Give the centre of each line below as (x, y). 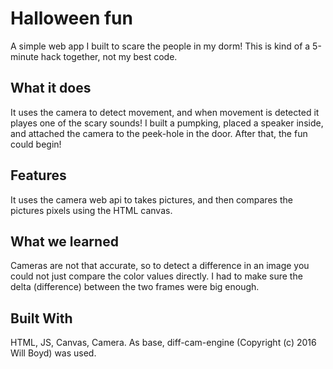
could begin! (36, 144)
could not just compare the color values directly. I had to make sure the (156, 276)
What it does (51, 88)
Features (38, 175)
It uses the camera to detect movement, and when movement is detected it (165, 112)
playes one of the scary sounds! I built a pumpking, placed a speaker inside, (167, 123)
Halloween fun (71, 18)
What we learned (64, 241)
